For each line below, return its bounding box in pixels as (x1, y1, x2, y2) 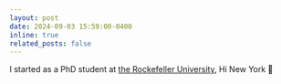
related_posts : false (9, 38, 92, 48)
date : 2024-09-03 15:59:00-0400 (9, 22, 132, 31)
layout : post (9, 13, 59, 23)
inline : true (9, 30, 59, 39)
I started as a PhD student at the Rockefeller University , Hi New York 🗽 (9, 64, 274, 75)
